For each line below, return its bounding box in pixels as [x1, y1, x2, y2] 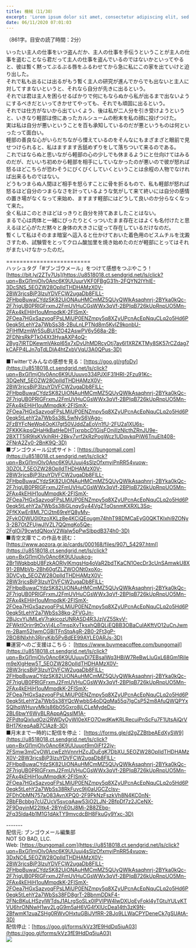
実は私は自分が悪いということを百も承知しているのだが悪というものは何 [6, 122, 180, 129]
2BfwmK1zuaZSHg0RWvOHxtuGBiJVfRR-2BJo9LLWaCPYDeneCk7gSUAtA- [6, 910, 188, 917]
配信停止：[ [6, 923, 34, 930]
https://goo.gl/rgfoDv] [85, 358, 138, 365]
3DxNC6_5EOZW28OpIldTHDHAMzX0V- [6, 854, 104, 861]
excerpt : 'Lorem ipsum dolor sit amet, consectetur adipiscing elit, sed [6, 14, 190, 20]
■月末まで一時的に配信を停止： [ [6, 729, 86, 736]
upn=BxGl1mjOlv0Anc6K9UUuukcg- [6, 554, 93, 561]
